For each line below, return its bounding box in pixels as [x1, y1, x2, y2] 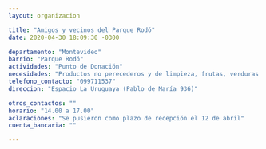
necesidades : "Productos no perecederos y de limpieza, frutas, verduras [8, 70, 260, 78]
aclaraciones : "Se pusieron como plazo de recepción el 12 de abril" [8, 114, 245, 122]
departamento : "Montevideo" [8, 48, 102, 56]
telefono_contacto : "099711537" [8, 77, 116, 85]
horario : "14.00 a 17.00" [8, 107, 94, 115]
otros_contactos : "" [8, 99, 77, 108]
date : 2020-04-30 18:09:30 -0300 [8, 33, 120, 41]
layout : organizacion [8, 11, 81, 20]
